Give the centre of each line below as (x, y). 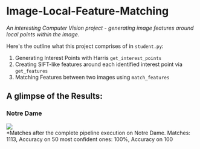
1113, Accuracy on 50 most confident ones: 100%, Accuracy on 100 (90, 139)
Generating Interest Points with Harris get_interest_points (88, 58)
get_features (31, 71)
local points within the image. (43, 34)
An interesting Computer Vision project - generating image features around (100, 28)
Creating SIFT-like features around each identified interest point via (98, 64)
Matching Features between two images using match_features (92, 77)
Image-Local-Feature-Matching (88, 11)
